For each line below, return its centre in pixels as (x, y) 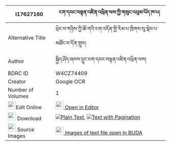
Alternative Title (27, 38)
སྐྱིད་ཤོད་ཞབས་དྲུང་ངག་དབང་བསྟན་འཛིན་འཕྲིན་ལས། (101, 59)
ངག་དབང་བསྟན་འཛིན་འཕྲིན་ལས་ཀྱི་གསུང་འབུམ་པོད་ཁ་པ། (109, 12)
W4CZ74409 (72, 73)
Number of (21, 90)
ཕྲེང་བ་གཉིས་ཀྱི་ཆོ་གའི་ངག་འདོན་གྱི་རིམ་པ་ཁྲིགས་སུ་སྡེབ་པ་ (107, 29)
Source (26, 129)
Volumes (18, 96)
